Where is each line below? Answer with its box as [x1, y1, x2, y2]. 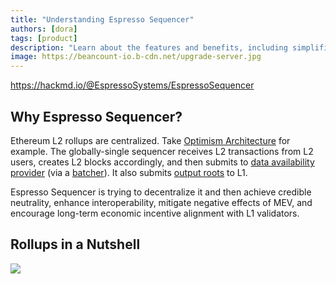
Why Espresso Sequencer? [10, 108, 183, 125]
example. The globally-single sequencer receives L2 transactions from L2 [10, 145, 314, 157]
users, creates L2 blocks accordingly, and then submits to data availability [10, 156, 315, 168]
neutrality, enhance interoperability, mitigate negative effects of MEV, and [10, 196, 313, 208]
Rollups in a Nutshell [10, 236, 141, 253]
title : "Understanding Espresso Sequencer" [10, 14, 195, 25]
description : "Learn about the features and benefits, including [10, 42, 288, 53]
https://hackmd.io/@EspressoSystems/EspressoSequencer [10, 79, 255, 91]
